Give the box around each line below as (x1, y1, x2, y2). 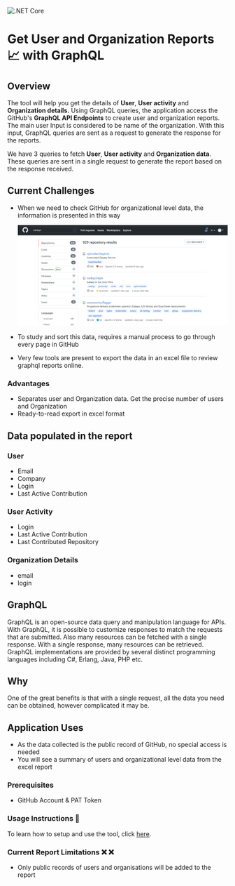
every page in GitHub (17, 340, 79, 349)
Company (17, 475, 46, 483)
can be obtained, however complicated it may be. (7, 701, 150, 710)
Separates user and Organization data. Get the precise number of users (17, 395, 224, 403)
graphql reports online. (17, 362, 84, 370)
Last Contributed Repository (17, 538, 99, 546)
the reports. (7, 136, 41, 144)
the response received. (7, 165, 74, 173)
